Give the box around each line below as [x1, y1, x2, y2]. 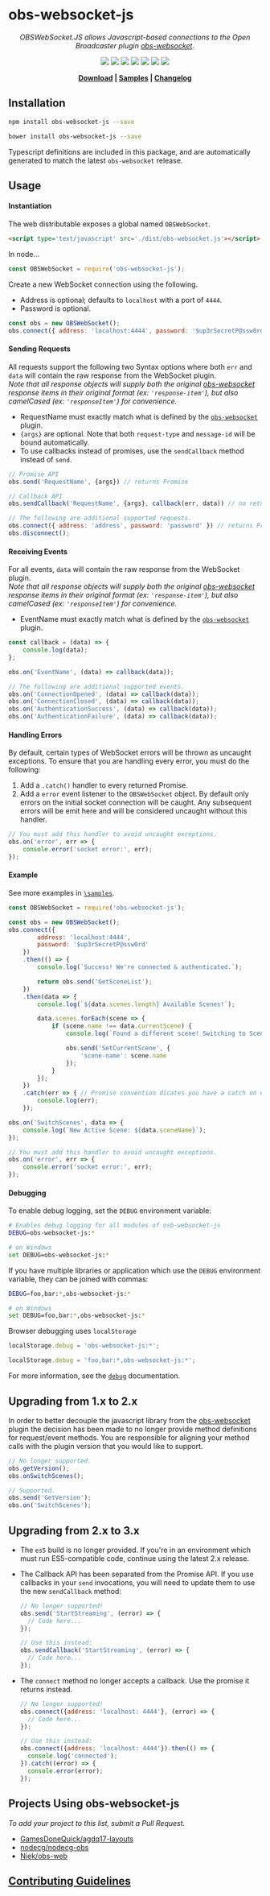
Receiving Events [8, 546, 68, 557]
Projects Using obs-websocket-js [8, 1797, 180, 1811]
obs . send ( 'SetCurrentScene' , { [65, 1045, 171, 1053]
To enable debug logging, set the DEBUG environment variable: [8, 1206, 211, 1215]
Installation [8, 97, 66, 110]
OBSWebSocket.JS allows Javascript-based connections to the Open [19, 32, 251, 42]
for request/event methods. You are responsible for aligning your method [8, 1432, 251, 1443]
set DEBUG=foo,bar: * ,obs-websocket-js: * [8, 1311, 146, 1320]
